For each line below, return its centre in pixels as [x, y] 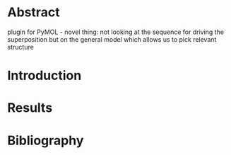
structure [20, 47]
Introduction [45, 76]
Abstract [34, 12]
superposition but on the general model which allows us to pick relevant [112, 39]
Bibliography [46, 140]
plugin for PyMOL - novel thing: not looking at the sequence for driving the [116, 32]
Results [30, 108]
